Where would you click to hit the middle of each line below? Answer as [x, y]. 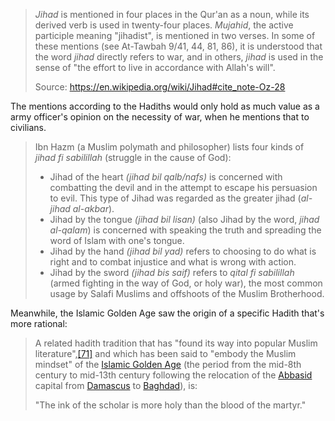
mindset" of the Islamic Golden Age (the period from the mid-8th [168, 364]
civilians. [28, 127]
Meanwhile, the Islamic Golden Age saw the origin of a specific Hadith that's [167, 313]
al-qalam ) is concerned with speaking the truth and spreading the [185, 230]
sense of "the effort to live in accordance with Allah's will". [155, 67]
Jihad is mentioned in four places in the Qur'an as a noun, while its [172, 14]
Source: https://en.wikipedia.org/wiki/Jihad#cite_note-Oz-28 [160, 87]
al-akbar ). [93, 208]
